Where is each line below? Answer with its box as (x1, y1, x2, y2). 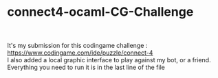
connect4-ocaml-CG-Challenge (7, 4, 194, 20)
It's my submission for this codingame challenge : (7, 41, 148, 49)
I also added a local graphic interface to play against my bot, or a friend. (7, 55, 211, 64)
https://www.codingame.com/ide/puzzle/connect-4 (7, 49, 153, 57)
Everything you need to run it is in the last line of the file (7, 63, 165, 71)
